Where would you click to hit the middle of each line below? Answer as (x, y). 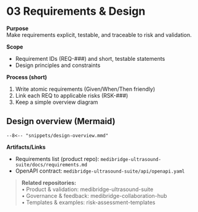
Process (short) (27, 77)
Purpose (18, 28)
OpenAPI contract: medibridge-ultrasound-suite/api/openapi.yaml (100, 171)
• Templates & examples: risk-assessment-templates (88, 202)
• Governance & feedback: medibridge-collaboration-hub (94, 195)
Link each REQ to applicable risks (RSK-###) (72, 95)
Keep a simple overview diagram (57, 102)
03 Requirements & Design (76, 11)
